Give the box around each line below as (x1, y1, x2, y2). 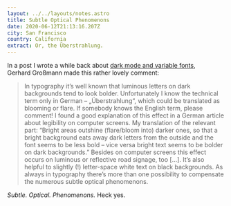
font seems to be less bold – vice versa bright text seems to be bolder (24, 141, 223, 149)
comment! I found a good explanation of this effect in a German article (24, 111, 225, 120)
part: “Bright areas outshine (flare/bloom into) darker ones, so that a (24, 126, 218, 134)
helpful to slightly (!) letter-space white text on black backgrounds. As (24, 163, 223, 171)
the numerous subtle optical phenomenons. (24, 178, 149, 185)
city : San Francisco (7, 29, 67, 37)
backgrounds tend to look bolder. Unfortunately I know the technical (24, 89, 219, 97)
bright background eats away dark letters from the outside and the (24, 133, 214, 142)
